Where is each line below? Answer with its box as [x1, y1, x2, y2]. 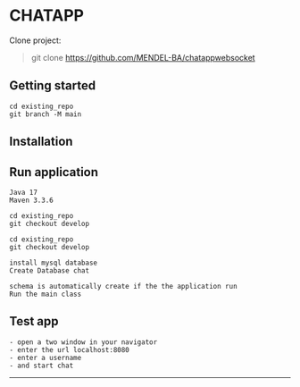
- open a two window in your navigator [9, 337, 158, 347]
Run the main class [9, 290, 82, 299]
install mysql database [9, 258, 98, 267]
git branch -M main [9, 109, 82, 119]
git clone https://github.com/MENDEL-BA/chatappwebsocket [30, 52, 256, 63]
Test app [9, 314, 59, 329]
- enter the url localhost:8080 [9, 345, 129, 354]
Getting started [9, 78, 96, 94]
